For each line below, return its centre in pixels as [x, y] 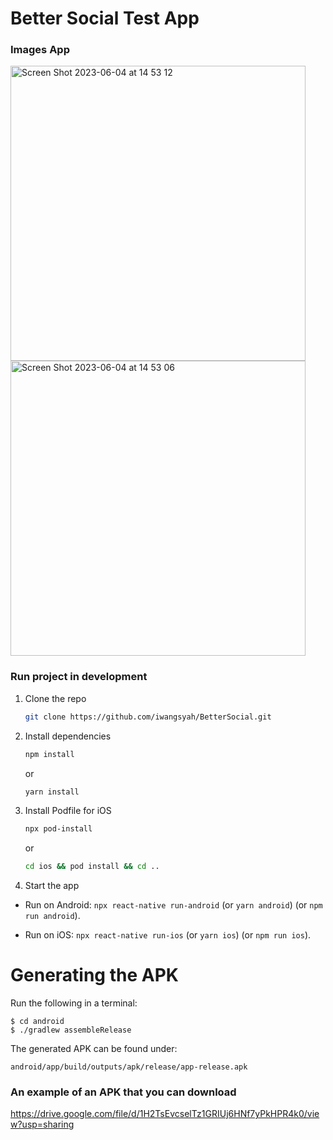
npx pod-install [58, 829]
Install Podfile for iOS [68, 811]
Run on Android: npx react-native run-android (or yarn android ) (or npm [173, 905]
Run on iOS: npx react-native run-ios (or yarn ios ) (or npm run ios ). [168, 935]
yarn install [52, 792]
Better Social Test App [105, 18]
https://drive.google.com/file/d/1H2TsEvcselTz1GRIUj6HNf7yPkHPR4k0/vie [165, 1114]
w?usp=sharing [42, 1124]
